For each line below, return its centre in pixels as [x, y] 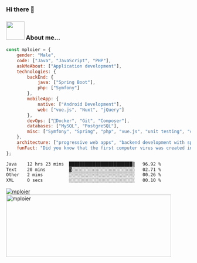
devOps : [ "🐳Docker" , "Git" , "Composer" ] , [79, 121]
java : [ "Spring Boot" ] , [66, 82]
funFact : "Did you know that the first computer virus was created [101, 148]
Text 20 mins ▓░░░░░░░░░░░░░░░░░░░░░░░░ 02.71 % [84, 170]
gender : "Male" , [37, 55]
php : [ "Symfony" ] [59, 88]
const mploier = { [28, 50]
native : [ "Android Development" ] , [79, 104]
